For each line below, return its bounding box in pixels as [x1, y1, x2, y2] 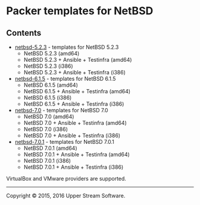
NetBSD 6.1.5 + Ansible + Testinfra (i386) [23, 100, 124, 108]
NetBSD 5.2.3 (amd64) [23, 50, 80, 57]
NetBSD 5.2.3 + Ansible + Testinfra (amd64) [23, 56, 132, 63]
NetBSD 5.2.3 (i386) [23, 62, 73, 70]
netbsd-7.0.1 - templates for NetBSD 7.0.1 [14, 138, 114, 145]
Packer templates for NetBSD [6, 4, 154, 18]
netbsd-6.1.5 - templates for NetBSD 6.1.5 [14, 75, 116, 82]
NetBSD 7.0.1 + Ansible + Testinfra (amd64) [23, 151, 130, 158]
